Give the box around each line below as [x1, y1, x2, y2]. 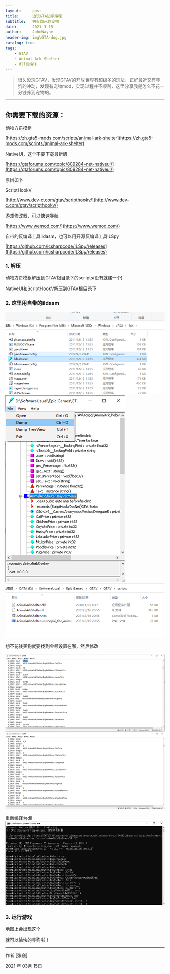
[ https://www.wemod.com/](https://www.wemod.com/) [5, 223, 120, 229]
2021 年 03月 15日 [5, 963, 42, 969]
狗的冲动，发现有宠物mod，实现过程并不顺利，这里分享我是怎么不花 [17, 83, 160, 89]
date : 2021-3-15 [5, 24, 53, 29]
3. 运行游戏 [5, 913, 32, 920]
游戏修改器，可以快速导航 [5, 213, 59, 219]
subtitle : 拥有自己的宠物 [5, 19, 59, 24]
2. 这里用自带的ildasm [5, 300, 60, 307]
